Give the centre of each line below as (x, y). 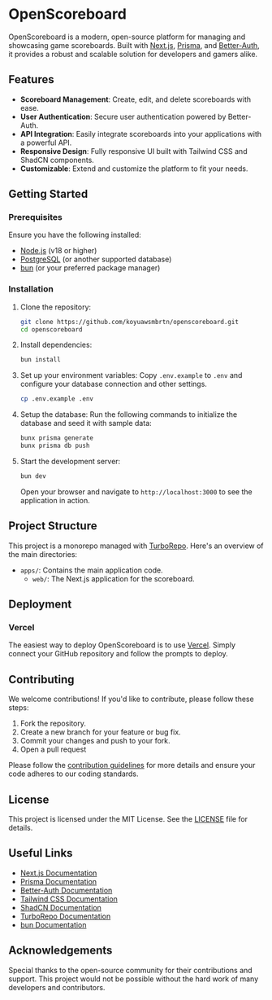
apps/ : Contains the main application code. (92, 570)
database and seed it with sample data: (86, 423)
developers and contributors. (57, 987)
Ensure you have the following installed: (75, 235)
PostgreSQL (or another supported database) (96, 259)
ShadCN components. (57, 160)
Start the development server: (70, 461)
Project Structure (53, 526)
